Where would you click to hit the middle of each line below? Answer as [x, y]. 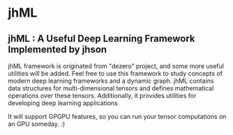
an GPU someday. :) [37, 124]
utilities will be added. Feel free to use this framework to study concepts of [115, 73]
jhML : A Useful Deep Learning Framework [102, 39]
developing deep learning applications [63, 103]
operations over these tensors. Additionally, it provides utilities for [102, 96]
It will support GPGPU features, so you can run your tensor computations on [117, 117]
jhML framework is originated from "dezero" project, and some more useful [116, 66]
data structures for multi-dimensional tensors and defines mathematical [111, 88]
